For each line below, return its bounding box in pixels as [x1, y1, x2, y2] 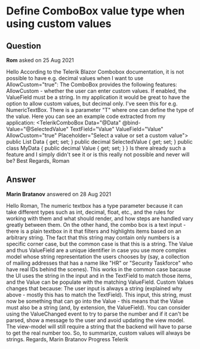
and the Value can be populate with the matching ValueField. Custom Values [6, 278, 194, 286]
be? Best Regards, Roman [6, 157, 70, 164]
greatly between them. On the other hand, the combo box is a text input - [6, 221, 186, 228]
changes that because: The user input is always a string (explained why [6, 284, 183, 292]
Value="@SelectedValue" [6, 126, 69, 132]
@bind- [122, 119, 141, 126]
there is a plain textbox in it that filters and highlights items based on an [6, 227, 181, 235]
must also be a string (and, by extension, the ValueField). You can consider [6, 304, 190, 311]
